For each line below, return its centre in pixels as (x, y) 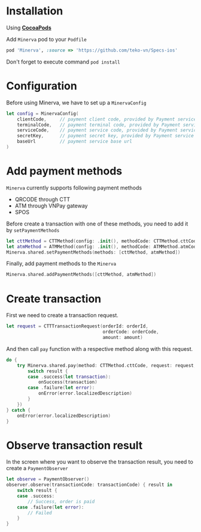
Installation (35, 11)
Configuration (42, 86)
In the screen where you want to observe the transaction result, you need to (100, 462)
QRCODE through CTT (42, 199)
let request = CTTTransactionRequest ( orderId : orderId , (77, 326)
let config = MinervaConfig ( (42, 113)
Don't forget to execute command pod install (63, 62)
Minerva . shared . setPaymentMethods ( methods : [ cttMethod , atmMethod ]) (93, 252)
